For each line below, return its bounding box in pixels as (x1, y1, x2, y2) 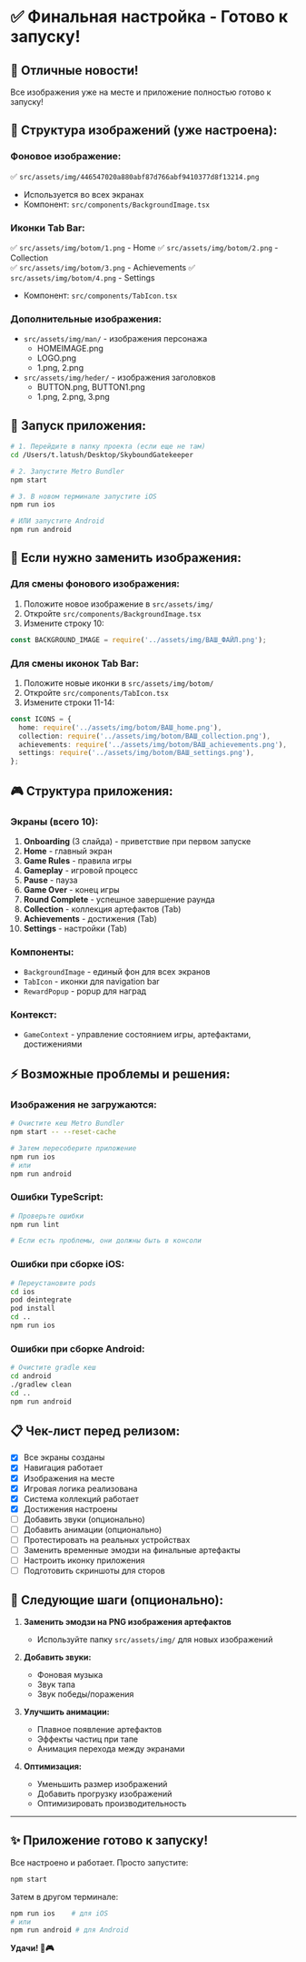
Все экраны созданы (23, 1452, 105, 1463)
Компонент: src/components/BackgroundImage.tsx (23, 199, 210, 209)
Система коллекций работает (23, 1493, 140, 1504)
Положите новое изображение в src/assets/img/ (23, 598, 214, 609)
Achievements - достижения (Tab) (23, 913, 158, 924)
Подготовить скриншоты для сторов (23, 1565, 166, 1577)
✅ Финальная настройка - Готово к (10, 6, 289, 27)
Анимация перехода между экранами (36, 1742, 185, 1754)
